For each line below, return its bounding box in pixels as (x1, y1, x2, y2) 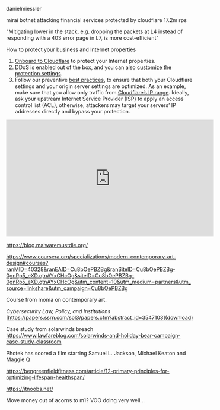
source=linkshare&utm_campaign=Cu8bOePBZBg (6, 285, 129, 292)
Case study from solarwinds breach (6, 326, 94, 332)
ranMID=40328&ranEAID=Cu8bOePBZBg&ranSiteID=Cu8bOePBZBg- (6, 266, 176, 273)
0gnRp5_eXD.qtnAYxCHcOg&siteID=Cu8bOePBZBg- (6, 272, 135, 279)
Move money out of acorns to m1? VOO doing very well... (6, 397, 145, 403)
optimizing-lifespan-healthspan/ (6, 374, 85, 381)
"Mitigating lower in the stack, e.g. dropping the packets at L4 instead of (6, 28, 183, 35)
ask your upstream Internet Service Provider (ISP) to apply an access (14, 95, 184, 102)
